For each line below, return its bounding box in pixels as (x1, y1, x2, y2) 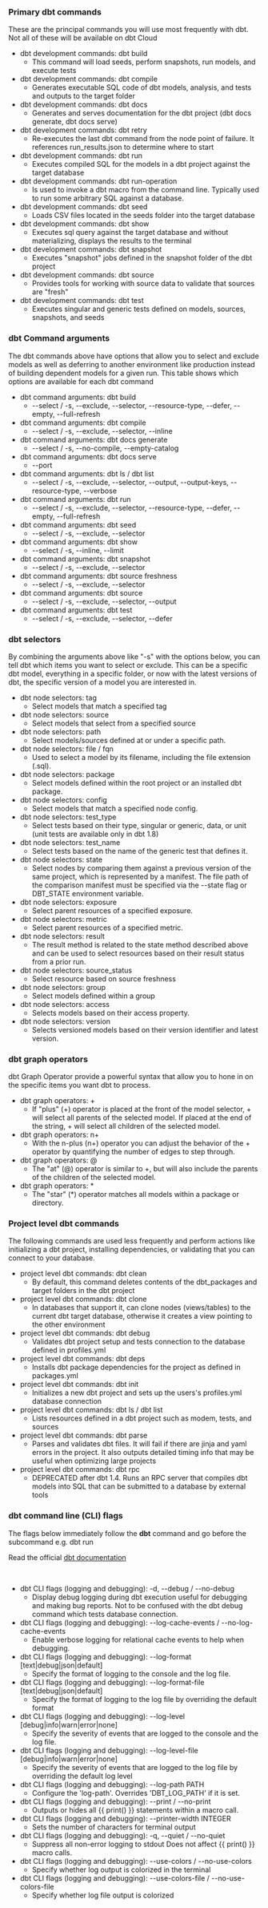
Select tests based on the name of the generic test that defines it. (31, 846, 248, 855)
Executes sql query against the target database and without (31, 228, 229, 237)
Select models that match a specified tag (31, 701, 167, 711)
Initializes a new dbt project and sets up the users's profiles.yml (31, 1388, 242, 1397)
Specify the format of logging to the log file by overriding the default (31, 1694, 258, 1704)
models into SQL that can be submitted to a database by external (31, 1482, 246, 1491)
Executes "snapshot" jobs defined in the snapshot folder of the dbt (31, 253, 253, 263)
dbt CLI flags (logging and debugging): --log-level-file (19, 1745, 198, 1755)
